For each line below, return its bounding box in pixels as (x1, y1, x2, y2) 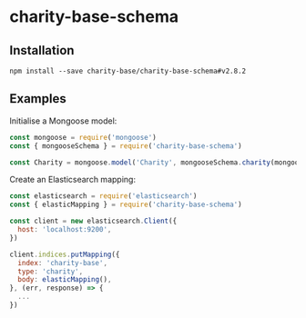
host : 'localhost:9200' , (17, 225, 112, 234)
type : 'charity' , (17, 266, 84, 276)
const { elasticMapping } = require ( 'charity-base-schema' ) (9, 200, 243, 210)
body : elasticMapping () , (17, 275, 112, 284)
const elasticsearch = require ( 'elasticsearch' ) (9, 192, 198, 201)
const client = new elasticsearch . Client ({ (9, 216, 178, 226)
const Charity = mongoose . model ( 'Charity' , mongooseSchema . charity (9, 157, 271, 167)
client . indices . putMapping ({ (9, 250, 120, 259)
